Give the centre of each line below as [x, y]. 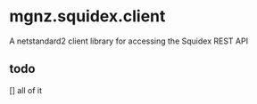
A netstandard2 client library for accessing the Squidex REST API [128, 41]
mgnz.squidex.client [87, 16]
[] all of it [26, 90]
